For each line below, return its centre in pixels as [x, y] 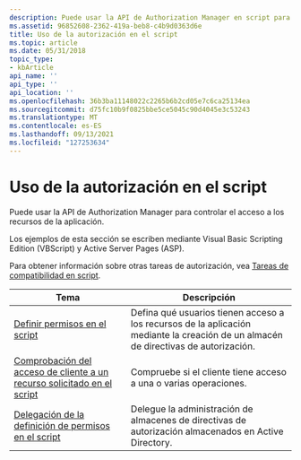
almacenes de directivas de [188, 420]
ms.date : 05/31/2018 [48, 51]
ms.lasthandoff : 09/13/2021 [62, 135]
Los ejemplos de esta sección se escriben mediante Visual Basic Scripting [146, 239]
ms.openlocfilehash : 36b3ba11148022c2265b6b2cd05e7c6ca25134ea [130, 101]
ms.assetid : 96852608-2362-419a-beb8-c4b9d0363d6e [106, 26]
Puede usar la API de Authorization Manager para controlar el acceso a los [147, 212]
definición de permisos [62, 425]
